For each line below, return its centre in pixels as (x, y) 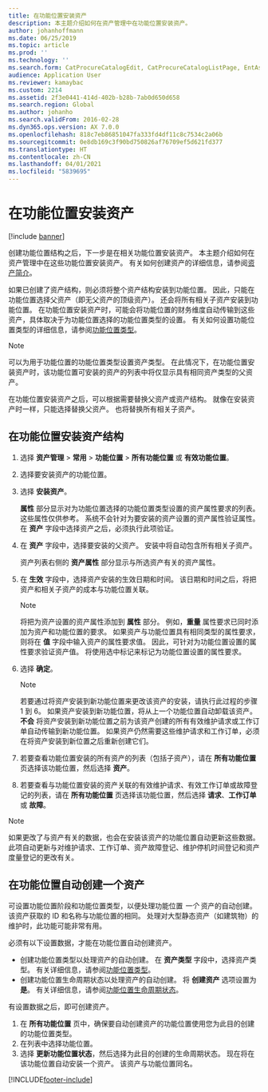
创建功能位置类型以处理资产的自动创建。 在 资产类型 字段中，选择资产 (134, 959)
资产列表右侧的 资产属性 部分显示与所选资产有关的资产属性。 (120, 562)
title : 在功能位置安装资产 (48, 16)
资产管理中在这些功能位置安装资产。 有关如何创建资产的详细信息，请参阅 (128, 262)
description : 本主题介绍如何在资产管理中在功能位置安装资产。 (100, 23)
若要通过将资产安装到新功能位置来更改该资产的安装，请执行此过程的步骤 (138, 701)
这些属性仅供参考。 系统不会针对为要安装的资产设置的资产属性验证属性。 (140, 518)
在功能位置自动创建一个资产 (77, 885)
